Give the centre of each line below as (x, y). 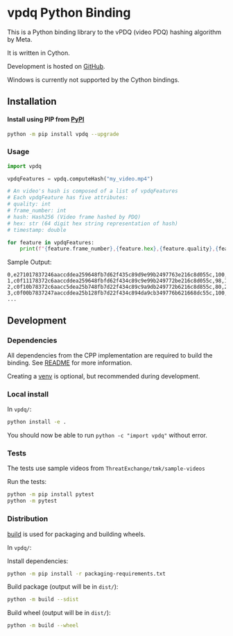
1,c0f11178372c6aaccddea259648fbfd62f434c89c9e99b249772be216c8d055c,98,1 (118, 281)
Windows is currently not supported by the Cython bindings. (94, 79)
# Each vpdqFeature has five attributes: (68, 198)
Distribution (28, 519)
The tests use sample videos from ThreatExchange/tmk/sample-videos (106, 468)
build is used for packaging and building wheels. (76, 534)
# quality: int (29, 204)
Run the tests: (27, 482)
